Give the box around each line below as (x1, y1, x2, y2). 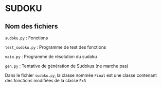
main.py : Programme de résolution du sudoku (5, 54, 97, 59)
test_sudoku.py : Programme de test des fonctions (5, 44, 106, 50)
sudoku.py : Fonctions (5, 35, 48, 41)
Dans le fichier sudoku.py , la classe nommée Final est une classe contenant (5, 72, 157, 78)
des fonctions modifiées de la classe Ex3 (5, 78, 86, 83)
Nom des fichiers (5, 22, 58, 30)
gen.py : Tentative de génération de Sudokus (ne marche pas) (5, 63, 129, 69)
